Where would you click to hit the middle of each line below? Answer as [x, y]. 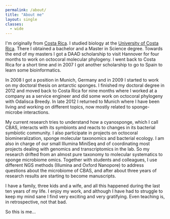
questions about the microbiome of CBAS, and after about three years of [81, 171]
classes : [14, 24]
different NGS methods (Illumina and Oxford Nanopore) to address [75, 165]
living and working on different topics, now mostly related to [68, 107]
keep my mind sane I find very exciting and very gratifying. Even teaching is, [85, 197]
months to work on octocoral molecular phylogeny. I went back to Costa [80, 59]
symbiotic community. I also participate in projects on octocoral [72, 133]
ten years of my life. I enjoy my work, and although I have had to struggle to [84, 191]
